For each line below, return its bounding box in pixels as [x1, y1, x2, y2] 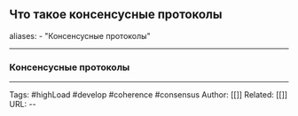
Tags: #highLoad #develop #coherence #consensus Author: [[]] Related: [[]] [9, 89, 288, 100]
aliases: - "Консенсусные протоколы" [9, 30, 151, 41]
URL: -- [9, 99, 37, 110]
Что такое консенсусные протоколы [9, 7, 223, 22]
